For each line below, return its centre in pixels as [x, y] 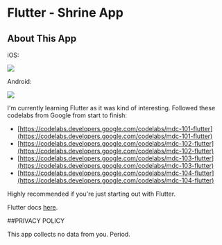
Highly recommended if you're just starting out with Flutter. [91, 194]
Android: [19, 82]
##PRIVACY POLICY [36, 221]
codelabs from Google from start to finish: [67, 115]
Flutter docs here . [33, 207]
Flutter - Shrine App [65, 13]
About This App [42, 39]
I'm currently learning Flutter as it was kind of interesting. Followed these [111, 108]
